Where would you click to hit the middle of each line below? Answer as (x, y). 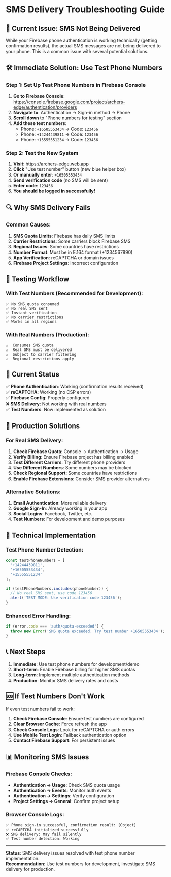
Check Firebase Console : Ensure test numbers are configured (78, 718)
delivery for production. (30, 869)
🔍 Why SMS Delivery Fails (48, 208)
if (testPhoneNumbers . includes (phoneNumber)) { (57, 588)
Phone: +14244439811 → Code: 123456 (59, 134)
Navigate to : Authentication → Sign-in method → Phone (72, 112)
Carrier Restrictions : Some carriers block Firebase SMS (72, 241)
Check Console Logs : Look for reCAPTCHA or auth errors (74, 729)
